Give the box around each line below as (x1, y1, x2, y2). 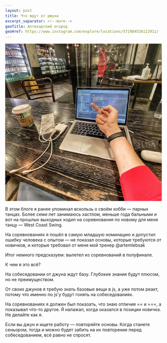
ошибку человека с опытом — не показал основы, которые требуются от (5, 237, 162, 243)
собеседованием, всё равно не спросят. (5, 332, 92, 338)
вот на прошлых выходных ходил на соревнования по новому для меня (5, 217, 158, 223)
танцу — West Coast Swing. (5, 222, 63, 228)
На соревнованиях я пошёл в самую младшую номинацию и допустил (5, 232, 156, 238)
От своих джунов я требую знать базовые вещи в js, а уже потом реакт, (5, 286, 159, 292)
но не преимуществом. (5, 277, 55, 283)
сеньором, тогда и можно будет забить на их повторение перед (5, 327, 142, 333)
